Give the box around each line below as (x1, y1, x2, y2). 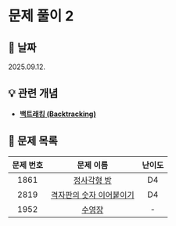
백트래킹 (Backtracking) (19, 109, 96, 118)
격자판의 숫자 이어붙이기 (50, 189, 135, 200)
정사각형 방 (73, 174, 112, 185)
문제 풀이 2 (8, 7, 74, 25)
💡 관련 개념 (8, 87, 59, 100)
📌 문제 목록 (8, 134, 59, 148)
